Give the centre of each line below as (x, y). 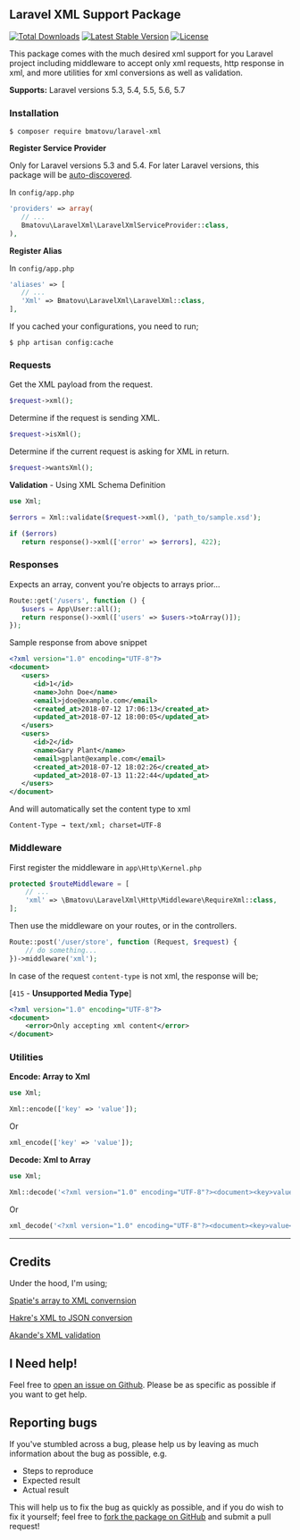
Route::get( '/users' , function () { (77, 601)
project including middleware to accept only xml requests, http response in (147, 63)
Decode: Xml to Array (50, 1160)
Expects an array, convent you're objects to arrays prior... (115, 584)
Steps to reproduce (58, 1471)
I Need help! (43, 1363)
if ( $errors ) (33, 534)
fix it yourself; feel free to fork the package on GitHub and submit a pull (140, 1517)
